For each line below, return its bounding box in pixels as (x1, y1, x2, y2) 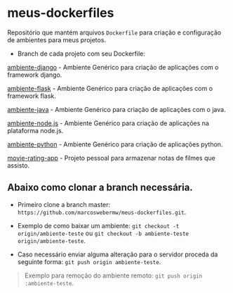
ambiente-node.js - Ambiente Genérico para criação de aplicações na (7, 118, 209, 127)
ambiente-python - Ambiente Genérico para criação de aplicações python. (7, 139, 223, 149)
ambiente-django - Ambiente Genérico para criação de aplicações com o (7, 63, 219, 71)
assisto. (7, 161, 30, 170)
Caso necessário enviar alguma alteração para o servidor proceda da (17, 250, 218, 258)
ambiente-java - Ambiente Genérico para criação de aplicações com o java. (7, 105, 226, 113)
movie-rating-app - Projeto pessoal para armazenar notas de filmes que (7, 154, 215, 162)
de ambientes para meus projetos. (7, 35, 107, 44)
